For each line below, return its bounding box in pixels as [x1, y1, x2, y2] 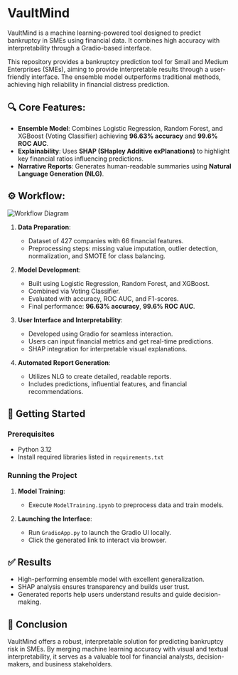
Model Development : [17, 265, 81, 274]
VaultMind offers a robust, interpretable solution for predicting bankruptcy [7, 637, 224, 646]
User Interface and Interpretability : [17, 315, 123, 324]
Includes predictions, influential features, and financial [28, 379, 187, 388]
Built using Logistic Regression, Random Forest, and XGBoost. [28, 279, 210, 287]
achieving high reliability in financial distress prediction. [7, 80, 170, 88]
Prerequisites [7, 429, 55, 439]
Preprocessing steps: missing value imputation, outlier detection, [28, 244, 218, 253]
